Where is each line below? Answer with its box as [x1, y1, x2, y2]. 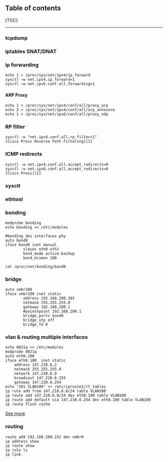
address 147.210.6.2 [14, 362, 57, 367]
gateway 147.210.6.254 [14, 380, 61, 385]
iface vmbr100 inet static [5, 291, 61, 296]
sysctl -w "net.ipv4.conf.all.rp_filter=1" [5, 134, 97, 139]
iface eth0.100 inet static [5, 358, 66, 363]
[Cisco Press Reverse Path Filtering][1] [5, 139, 93, 144]
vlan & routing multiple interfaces [5, 333, 88, 340]
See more [5, 410, 25, 416]
